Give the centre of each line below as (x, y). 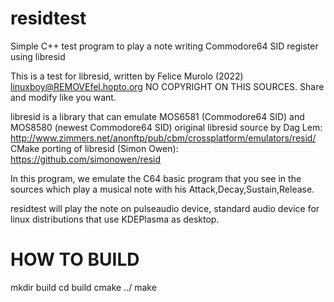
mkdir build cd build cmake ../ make (83, 287)
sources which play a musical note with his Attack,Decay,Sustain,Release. (162, 189)
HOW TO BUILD (75, 259)
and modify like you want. (63, 97)
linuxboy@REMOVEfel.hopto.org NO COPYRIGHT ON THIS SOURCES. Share (167, 86)
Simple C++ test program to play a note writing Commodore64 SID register (164, 46)
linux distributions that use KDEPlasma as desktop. (115, 219)
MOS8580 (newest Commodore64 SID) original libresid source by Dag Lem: (166, 127)
